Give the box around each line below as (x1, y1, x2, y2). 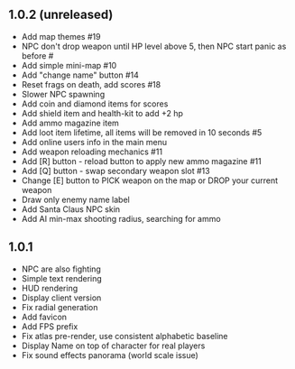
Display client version (21, 292, 102, 303)
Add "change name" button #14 (21, 69, 139, 80)
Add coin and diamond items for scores (21, 98, 169, 109)
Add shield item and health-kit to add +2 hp (21, 107, 184, 118)
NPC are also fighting (21, 263, 101, 274)
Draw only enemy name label (21, 194, 130, 205)
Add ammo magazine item (21, 117, 119, 128)
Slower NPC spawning (21, 88, 106, 99)
